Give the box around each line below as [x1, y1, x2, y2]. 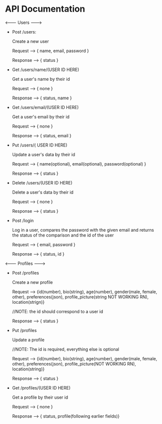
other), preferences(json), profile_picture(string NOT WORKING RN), [12, 294, 149, 300]
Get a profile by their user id [12, 394, 68, 400]
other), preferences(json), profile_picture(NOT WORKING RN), [12, 361, 136, 367]
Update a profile [12, 337, 45, 343]
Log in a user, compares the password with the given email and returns [12, 227, 154, 233]
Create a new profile [12, 279, 53, 285]
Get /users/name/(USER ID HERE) [12, 67, 80, 73]
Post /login [12, 218, 34, 223]
